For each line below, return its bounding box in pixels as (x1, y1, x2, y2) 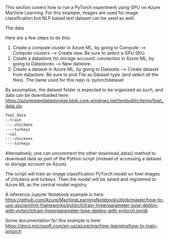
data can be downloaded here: (5, 92, 70, 98)
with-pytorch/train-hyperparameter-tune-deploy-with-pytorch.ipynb (5, 208, 148, 214)
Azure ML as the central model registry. (5, 182, 88, 188)
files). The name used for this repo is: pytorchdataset (12, 77, 124, 83)
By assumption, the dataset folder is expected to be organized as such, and (5, 87, 163, 93)
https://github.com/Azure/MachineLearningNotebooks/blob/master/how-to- (5, 197, 164, 203)
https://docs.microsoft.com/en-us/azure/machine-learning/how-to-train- (5, 223, 158, 229)
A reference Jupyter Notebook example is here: (5, 191, 105, 197)
